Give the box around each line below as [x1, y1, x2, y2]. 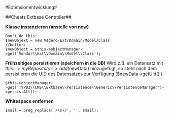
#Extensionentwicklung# [5, 5, 57, 10]
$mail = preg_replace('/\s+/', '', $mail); [5, 108, 99, 113]
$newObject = [5, 47, 33, 52]
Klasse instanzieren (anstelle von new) [5, 24, 89, 30]
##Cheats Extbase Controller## [5, 14, 72, 20]
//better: [5, 42, 26, 47]
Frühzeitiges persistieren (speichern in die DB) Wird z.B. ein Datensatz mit [5, 60, 163, 66]
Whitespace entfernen [5, 98, 54, 104]
